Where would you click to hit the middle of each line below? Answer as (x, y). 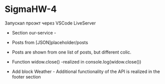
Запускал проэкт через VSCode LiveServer (50, 23)
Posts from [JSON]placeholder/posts (50, 42)
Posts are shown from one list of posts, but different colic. (71, 52)
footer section (26, 76)
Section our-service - (34, 32)
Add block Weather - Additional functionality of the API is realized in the (86, 71)
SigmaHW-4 (31, 9)
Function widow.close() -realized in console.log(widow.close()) (76, 61)
